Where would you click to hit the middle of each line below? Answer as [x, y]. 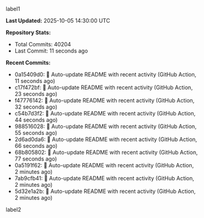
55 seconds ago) [36, 133]
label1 [13, 9]
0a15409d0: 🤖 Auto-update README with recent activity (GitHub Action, [105, 74]
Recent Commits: [28, 63]
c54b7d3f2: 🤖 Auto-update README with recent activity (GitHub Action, [105, 113]
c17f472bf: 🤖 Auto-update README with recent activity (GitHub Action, [104, 87]
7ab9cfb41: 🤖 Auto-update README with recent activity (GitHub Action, [104, 178]
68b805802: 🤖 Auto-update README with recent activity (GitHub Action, [106, 152]
